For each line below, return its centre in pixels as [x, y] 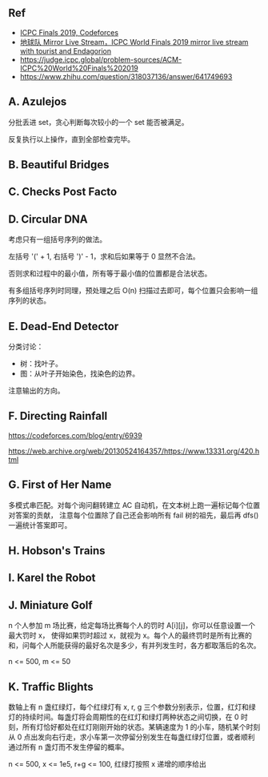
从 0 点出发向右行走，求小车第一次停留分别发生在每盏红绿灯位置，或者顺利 [132, 737]
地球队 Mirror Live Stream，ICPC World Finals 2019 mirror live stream [134, 42]
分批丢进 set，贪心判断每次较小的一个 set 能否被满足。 [99, 122]
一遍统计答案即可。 [40, 525]
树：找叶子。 [41, 364]
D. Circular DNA [48, 219]
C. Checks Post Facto [63, 192]
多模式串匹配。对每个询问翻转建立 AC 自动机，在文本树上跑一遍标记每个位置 [134, 505]
